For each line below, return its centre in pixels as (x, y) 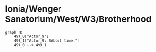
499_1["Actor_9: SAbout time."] (47, 41)
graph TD (14, 32)
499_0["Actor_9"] (31, 36)
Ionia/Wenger (33, 9)
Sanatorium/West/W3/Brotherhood (78, 19)
